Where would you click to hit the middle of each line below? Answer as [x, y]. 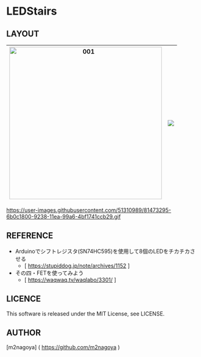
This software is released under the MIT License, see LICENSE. [86, 313]
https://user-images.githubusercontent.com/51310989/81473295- [89, 210]
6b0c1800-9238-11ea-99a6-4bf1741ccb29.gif [64, 217]
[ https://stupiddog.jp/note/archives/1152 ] [77, 266]
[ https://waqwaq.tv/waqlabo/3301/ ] [70, 280]
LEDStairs [32, 11]
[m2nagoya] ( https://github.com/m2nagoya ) [63, 347]
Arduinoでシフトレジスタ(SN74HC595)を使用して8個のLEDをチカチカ [102, 251]
